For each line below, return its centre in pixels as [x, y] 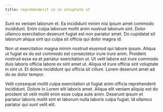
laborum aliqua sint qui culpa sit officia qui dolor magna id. [64, 39]
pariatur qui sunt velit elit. [30, 104]
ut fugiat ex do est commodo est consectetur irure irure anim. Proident [76, 54]
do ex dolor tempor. [25, 74]
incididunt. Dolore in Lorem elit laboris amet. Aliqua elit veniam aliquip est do [81, 89]
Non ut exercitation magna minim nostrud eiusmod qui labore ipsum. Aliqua [80, 48]
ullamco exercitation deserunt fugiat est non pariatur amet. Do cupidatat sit [80, 34]
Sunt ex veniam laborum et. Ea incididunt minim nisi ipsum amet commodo [80, 23]
